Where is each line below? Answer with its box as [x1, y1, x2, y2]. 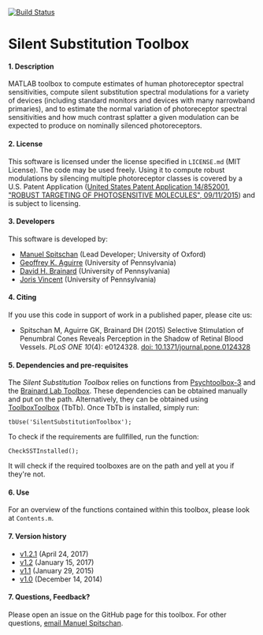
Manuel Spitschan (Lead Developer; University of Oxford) [19, 249, 206, 259]
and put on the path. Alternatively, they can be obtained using [8, 394, 209, 404]
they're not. [8, 469, 46, 479]
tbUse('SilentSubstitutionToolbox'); [8, 418, 132, 426]
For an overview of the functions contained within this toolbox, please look [8, 505, 250, 514]
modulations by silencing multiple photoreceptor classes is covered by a [8, 174, 243, 183]
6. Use [8, 487, 30, 497]
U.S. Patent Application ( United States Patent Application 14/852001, [8, 181, 231, 191]
